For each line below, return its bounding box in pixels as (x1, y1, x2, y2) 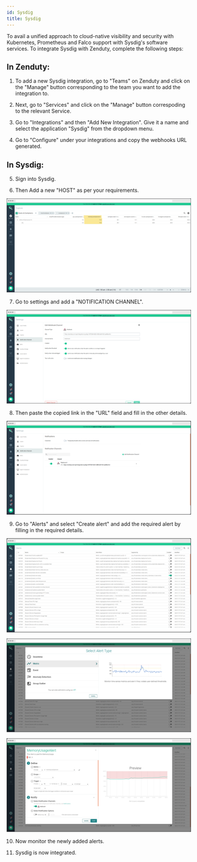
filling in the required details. (15, 527, 84, 534)
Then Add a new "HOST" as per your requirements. (15, 187, 139, 194)
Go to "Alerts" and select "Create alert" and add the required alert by (15, 520, 181, 528)
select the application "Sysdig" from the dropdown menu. (15, 125, 154, 132)
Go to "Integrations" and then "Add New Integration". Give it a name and (15, 119, 189, 126)
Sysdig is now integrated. (15, 849, 77, 856)
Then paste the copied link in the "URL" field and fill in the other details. (15, 410, 188, 416)
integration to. (15, 90, 49, 97)
